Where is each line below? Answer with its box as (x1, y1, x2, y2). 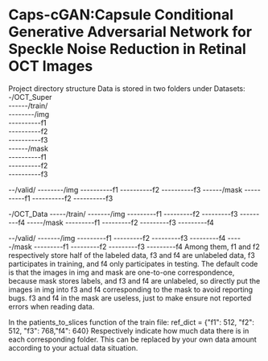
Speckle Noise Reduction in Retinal (8, 40, 247, 58)
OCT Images (8, 57, 93, 76)
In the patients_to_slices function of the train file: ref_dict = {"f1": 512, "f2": (8, 317, 255, 327)
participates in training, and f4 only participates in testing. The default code (8, 259, 258, 268)
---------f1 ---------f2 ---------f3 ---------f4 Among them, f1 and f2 (33, 242, 260, 251)
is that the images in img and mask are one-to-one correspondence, (8, 268, 235, 277)
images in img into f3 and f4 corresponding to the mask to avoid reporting (8, 284, 254, 294)
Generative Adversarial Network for (8, 23, 252, 41)
